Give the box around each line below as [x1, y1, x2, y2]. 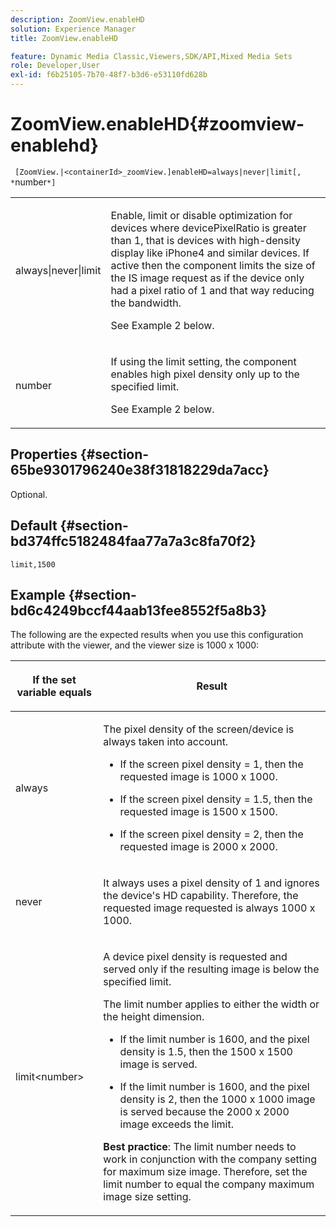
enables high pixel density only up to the [110, 367, 300, 381]
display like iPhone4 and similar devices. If [110, 246, 310, 260]
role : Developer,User [10, 61, 101, 71]
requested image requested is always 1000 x [103, 901, 316, 915]
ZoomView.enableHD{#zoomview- [10, 113, 305, 136]
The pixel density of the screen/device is [103, 722, 295, 736]
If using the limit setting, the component [110, 354, 297, 368]
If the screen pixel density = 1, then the [119, 757, 304, 771]
